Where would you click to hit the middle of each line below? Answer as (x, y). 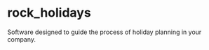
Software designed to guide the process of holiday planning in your (104, 32)
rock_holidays (49, 13)
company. (22, 39)
